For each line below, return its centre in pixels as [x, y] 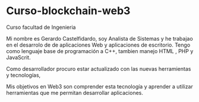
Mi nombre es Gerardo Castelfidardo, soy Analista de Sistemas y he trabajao [99, 38]
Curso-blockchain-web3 [68, 11]
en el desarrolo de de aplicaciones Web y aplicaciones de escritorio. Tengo [98, 45]
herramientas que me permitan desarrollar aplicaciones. [75, 93]
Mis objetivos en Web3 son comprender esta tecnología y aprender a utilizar [99, 86]
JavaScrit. [18, 57]
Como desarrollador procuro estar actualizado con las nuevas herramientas [99, 68]
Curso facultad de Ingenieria [41, 27]
